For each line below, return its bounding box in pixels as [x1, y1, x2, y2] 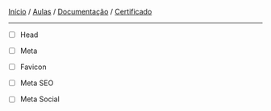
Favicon [19, 62, 47, 72]
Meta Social [19, 94, 60, 104]
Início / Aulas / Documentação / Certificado [8, 7, 152, 16]
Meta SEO [19, 78, 54, 88]
